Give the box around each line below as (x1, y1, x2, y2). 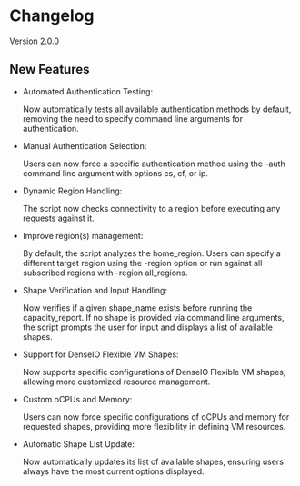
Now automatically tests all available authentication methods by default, (22, 104, 292, 114)
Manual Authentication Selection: (22, 140, 147, 151)
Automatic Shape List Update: (22, 438, 135, 450)
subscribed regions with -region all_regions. (22, 267, 188, 278)
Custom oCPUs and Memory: (22, 393, 133, 404)
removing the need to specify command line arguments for (22, 113, 244, 124)
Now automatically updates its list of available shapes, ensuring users (22, 456, 285, 467)
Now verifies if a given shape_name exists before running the (22, 302, 253, 313)
